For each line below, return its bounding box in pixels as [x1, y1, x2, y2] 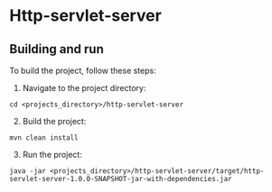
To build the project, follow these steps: [9, 65, 156, 76]
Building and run [9, 41, 104, 57]
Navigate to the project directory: [22, 83, 146, 93]
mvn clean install [9, 133, 79, 142]
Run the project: [22, 150, 83, 160]
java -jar [9, 167, 47, 176]
